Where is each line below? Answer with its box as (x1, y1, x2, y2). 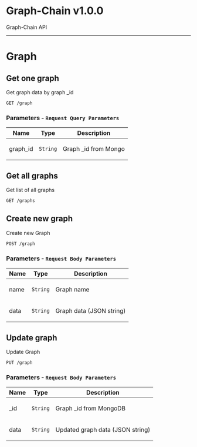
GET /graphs (6, 198, 35, 204)
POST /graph (6, 240, 35, 247)
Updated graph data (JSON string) (55, 426, 151, 434)
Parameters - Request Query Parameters (6, 114, 120, 122)
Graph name (55, 286, 90, 294)
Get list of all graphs (6, 187, 55, 194)
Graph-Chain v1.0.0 (6, 4, 104, 18)
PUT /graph (6, 359, 33, 366)
